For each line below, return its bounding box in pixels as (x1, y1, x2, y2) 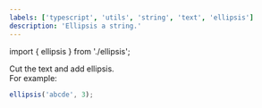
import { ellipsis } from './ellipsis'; (9, 46, 131, 56)
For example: (9, 72, 58, 83)
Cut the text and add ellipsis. (9, 63, 114, 74)
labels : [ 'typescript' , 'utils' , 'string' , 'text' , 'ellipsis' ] (9, 12, 254, 22)
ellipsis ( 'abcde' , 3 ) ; (9, 90, 94, 99)
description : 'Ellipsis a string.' (9, 21, 142, 30)
